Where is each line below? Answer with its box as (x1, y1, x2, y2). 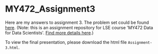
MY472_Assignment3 (5, 3, 96, 15)
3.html (5, 45, 19, 50)
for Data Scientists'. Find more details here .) (5, 30, 94, 36)
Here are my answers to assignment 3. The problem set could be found (5, 19, 149, 25)
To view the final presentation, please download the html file (5, 39, 127, 45)
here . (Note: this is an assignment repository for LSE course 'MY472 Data (5, 24, 154, 30)
